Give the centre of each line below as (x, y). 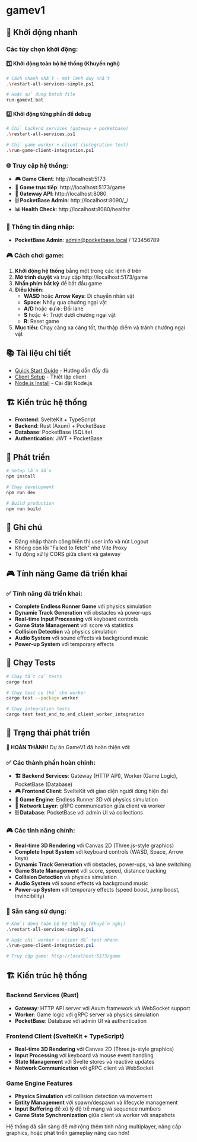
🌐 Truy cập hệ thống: (37, 166)
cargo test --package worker (42, 698)
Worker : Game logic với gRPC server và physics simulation (87, 1014)
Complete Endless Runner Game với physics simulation (83, 606)
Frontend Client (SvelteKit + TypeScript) (65, 1036)
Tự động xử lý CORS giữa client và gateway (68, 554)
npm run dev (21, 492)
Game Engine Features (39, 1083)
